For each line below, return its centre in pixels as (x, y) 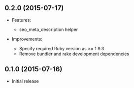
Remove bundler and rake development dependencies (74, 54)
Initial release (25, 81)
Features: (21, 20)
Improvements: (27, 39)
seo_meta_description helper (49, 29)
